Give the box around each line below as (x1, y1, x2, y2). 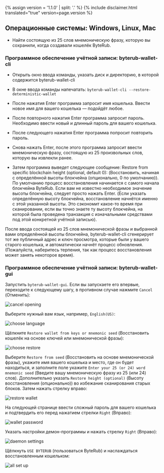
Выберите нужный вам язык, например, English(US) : (5, 311, 116, 317)
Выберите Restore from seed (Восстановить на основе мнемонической (5, 354, 154, 360)
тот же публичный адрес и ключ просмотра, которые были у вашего (5, 236, 149, 242)
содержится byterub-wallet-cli (12, 77, 75, 83)
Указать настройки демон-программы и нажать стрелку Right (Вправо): (5, 429, 158, 435)
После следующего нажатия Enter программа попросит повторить (12, 130, 153, 136)
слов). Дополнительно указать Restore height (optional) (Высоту (5, 375, 144, 381)
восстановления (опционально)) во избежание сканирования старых (5, 380, 151, 386)
